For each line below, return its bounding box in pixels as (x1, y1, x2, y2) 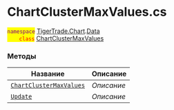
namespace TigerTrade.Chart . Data (7, 27, 100, 35)
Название (30, 69, 65, 79)
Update (10, 93, 32, 100)
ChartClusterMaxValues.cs (7, 4, 167, 20)
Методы (7, 51, 37, 60)
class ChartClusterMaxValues (19, 34, 104, 42)
